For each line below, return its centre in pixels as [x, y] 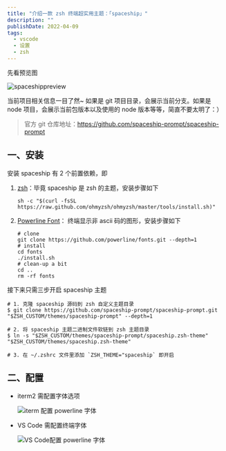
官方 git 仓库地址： [51, 124]
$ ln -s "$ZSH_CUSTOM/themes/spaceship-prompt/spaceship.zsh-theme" [108, 336]
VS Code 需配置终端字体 [52, 425]
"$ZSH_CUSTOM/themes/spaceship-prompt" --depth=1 [80, 316]
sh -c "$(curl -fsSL [47, 201]
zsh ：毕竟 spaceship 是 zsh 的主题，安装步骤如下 [88, 188]
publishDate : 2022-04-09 [43, 26]
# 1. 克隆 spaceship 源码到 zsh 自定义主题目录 [71, 304]
